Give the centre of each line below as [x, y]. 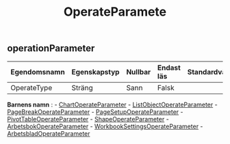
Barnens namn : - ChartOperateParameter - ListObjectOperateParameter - [112, 104]
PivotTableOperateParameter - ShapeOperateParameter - [88, 119]
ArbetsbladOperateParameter [49, 133]
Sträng [82, 87]
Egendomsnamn [38, 72]
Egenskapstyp [95, 72]
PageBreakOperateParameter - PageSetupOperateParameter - [95, 112]
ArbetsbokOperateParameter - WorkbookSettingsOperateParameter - [105, 126]
